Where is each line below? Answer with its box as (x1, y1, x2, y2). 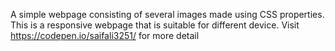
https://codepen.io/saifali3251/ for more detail (10, 30, 200, 41)
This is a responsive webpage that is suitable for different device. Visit (10, 19, 300, 31)
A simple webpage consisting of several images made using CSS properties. (10, 9, 325, 20)
